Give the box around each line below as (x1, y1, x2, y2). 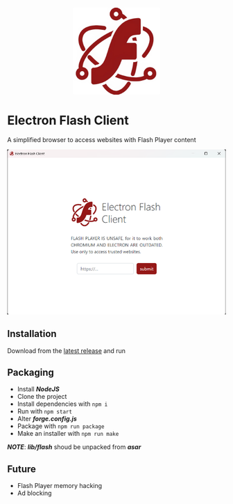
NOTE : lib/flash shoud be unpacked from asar (7, 443, 141, 451)
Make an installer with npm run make (17, 430, 119, 438)
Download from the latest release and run (7, 346, 126, 355)
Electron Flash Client (7, 113, 130, 129)
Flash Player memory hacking (17, 482, 103, 490)
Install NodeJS (17, 385, 60, 393)
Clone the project (17, 393, 67, 401)
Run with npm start (17, 407, 73, 416)
